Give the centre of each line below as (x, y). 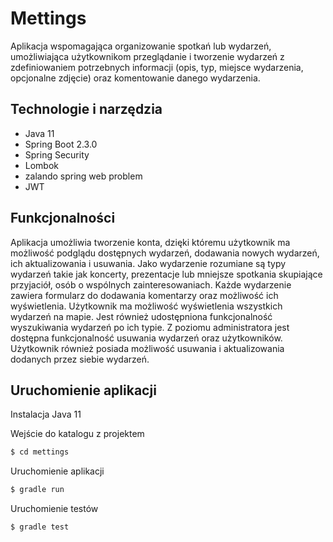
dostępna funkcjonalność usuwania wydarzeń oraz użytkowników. (146, 338)
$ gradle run (37, 490)
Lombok (42, 165)
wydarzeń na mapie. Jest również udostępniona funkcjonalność (141, 316)
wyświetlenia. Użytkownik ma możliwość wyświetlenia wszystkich (146, 306)
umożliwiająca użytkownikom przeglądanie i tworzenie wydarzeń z (147, 56)
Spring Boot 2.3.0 (61, 144)
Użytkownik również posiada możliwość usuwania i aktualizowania (147, 348)
